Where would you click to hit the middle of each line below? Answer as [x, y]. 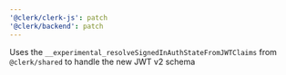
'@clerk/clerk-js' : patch [58, 18]
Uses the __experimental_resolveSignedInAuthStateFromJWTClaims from [143, 52]
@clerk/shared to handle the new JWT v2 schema [102, 61]
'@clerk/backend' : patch [56, 26]
